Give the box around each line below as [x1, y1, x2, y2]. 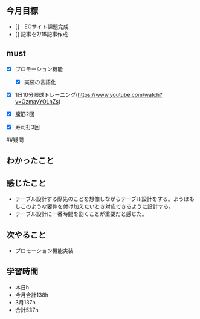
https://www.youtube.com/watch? [77, 91, 163, 98]
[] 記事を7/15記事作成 [15, 30, 68, 38]
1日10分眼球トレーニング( [15, 91, 79, 98]
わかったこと [6, 156, 54, 166]
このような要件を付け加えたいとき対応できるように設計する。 [20, 203, 174, 210]
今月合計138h [15, 291, 49, 298]
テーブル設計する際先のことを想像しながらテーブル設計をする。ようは [15, 196, 190, 203]
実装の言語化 [24, 78, 56, 85]
